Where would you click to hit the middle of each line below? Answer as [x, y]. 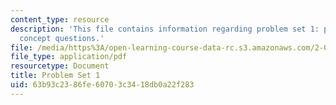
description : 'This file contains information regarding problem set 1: [165, 29]
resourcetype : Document [60, 66]
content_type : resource [60, 19]
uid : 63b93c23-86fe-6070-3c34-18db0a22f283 [102, 85]
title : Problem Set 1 [55, 76]
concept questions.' [62, 38]
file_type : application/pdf [69, 57]
